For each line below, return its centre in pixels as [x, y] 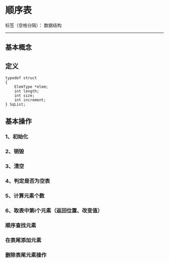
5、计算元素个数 [25, 196]
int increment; [30, 100]
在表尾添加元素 [23, 240]
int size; [25, 96]
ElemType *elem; [31, 87]
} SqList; [16, 105]
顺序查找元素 [21, 225]
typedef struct [21, 78]
